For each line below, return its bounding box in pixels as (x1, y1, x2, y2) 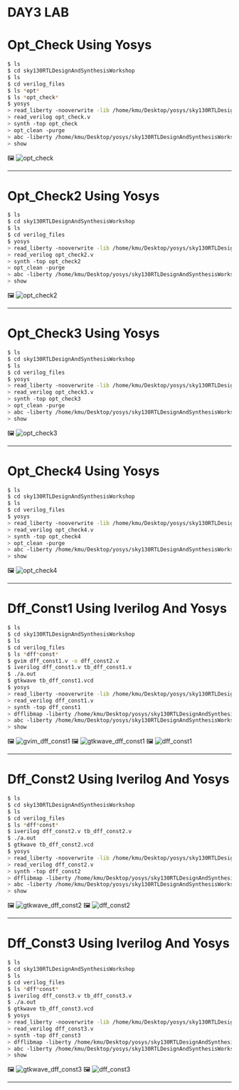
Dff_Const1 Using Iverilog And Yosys (7, 601, 228, 617)
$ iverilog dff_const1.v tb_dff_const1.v (7, 664, 132, 671)
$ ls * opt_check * (7, 93, 59, 101)
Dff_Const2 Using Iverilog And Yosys (7, 771, 230, 788)
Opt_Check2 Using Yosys (7, 188, 160, 204)
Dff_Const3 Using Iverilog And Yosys (7, 935, 230, 952)
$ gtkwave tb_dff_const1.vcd (7, 677, 94, 685)
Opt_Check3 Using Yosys (7, 325, 160, 342)
